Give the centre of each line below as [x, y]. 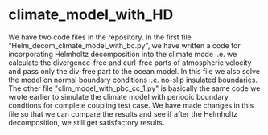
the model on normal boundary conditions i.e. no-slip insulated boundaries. [133, 80]
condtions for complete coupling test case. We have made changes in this [131, 105]
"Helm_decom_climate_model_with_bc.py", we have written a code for [124, 45]
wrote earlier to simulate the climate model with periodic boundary [119, 96]
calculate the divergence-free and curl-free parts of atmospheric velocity [130, 63]
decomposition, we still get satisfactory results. [87, 122]
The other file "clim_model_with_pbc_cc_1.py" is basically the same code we [134, 88]
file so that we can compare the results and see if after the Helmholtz [123, 113]
